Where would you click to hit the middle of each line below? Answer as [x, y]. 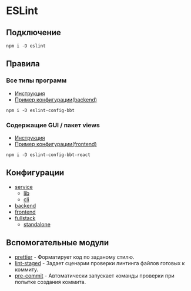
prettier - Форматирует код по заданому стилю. [74, 257]
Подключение [34, 33]
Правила [23, 64]
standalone [37, 224]
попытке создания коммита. [50, 282]
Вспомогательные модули [58, 243]
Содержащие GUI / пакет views [53, 125]
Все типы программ [36, 80]
